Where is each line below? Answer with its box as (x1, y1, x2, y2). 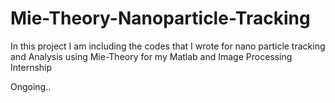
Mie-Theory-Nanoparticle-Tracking (10, 7, 311, 30)
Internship (10, 61, 53, 73)
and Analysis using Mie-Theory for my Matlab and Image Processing (10, 50, 293, 62)
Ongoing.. (10, 80, 52, 92)
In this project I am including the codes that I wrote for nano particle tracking (10, 40, 326, 52)
